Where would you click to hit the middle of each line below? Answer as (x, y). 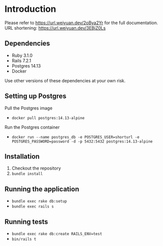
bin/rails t (24, 239)
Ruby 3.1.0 (22, 55)
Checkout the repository (36, 168)
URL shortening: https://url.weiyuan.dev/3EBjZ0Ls (55, 28)
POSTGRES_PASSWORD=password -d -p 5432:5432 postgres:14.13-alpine (82, 141)
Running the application (42, 189)
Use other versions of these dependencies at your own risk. (65, 80)
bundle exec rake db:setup (39, 201)
